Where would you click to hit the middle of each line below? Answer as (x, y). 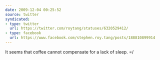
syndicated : (17, 19)
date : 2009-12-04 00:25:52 (33, 10)
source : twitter (22, 14)
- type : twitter (22, 24)
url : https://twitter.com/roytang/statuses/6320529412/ (69, 28)
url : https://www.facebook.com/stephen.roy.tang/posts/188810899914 (82, 38)
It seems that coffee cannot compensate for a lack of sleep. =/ (69, 52)
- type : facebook (23, 33)
